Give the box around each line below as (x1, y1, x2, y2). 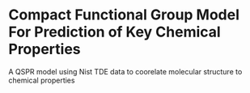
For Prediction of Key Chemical (8, 23, 221, 41)
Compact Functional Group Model (8, 6, 240, 24)
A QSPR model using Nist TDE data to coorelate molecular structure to (8, 66, 243, 76)
